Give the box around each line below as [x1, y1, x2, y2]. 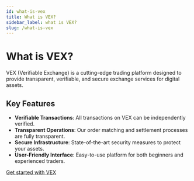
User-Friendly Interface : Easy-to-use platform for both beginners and [14, 151, 184, 158]
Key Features [6, 99, 56, 109]
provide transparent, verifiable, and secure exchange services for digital [6, 75, 180, 82]
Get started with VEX [6, 169, 57, 176]
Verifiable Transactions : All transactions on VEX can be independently [14, 114, 186, 121]
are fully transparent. [14, 133, 65, 140]
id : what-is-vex [6, 8, 46, 15]
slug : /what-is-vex [6, 25, 54, 31]
